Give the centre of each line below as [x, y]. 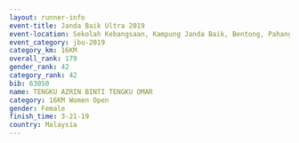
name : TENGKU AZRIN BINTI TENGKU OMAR [81, 91]
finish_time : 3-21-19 [49, 116]
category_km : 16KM [43, 51]
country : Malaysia [43, 125]
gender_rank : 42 [39, 68]
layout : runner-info [48, 17]
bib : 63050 [29, 83]
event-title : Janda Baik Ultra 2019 [77, 26]
